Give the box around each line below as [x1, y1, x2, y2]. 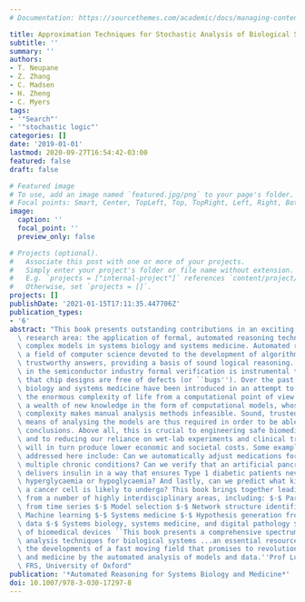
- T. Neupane [9, 64, 59, 73]
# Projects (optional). [9, 248, 100, 257]
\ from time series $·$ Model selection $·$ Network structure [17, 502, 261, 511]
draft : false [9, 165, 59, 174]
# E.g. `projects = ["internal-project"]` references [9, 274, 225, 283]
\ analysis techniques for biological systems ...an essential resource [17, 536, 299, 546]
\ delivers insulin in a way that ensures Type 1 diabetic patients [17, 468, 282, 477]
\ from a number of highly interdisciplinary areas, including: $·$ [17, 494, 282, 503]
